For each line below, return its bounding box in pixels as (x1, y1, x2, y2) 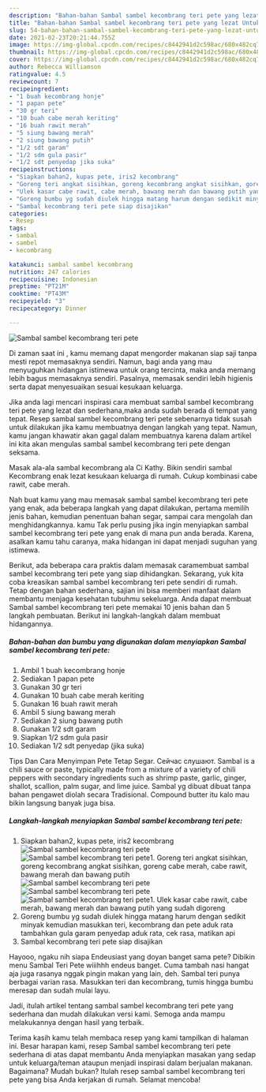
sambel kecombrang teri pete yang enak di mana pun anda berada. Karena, (9, 528, 254, 537)
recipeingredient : (9, 84, 69, 93)
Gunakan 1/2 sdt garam (20, 724, 97, 734)
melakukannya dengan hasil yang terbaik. (9, 1017, 144, 1027)
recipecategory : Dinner (9, 305, 88, 312)
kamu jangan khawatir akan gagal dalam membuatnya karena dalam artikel (9, 431, 252, 440)
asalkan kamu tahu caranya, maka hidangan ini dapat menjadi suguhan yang (9, 537, 257, 546)
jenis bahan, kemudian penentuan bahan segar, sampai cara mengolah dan (9, 511, 253, 521)
